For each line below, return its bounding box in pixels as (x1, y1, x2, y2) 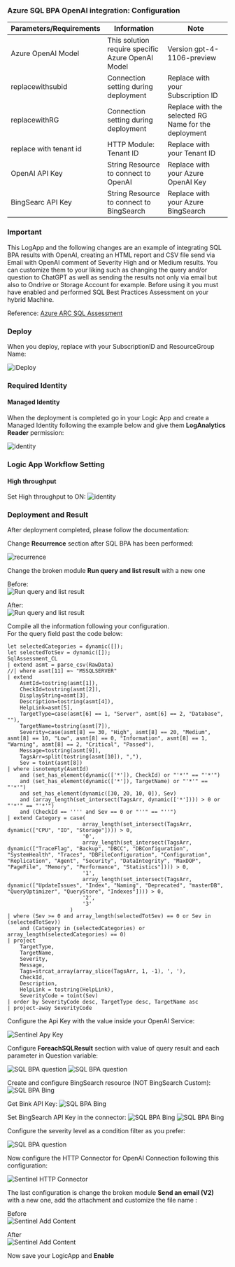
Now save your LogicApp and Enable (7, 1252, 114, 1260)
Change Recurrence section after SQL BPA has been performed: (7, 539, 194, 548)
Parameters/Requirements (10, 24, 101, 34)
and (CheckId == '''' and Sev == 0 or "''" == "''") (20, 808, 177, 816)
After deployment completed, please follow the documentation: (7, 526, 190, 534)
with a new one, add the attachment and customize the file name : (7, 1196, 198, 1205)
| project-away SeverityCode (7, 1004, 92, 1012)
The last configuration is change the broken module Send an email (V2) (7, 1189, 215, 1197)
